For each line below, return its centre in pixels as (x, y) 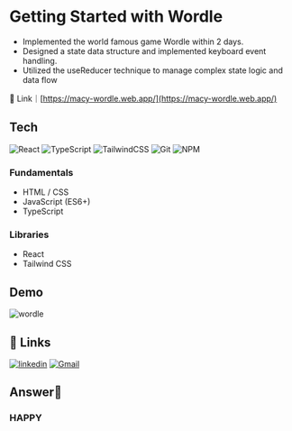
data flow (40, 79)
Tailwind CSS (47, 264)
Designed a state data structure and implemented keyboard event (144, 50)
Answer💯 (36, 393)
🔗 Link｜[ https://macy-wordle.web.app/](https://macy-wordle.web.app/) (143, 98)
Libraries (29, 234)
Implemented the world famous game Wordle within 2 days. (133, 41)
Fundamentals (41, 172)
